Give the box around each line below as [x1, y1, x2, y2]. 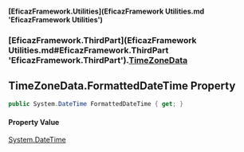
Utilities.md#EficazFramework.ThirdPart [8, 45, 169, 56]
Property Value [8, 117, 60, 127]
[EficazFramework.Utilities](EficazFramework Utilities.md [8, 6, 205, 16]
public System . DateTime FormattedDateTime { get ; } [8, 100, 183, 108]
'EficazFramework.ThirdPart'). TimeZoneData [8, 54, 188, 65]
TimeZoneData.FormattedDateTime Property [8, 79, 236, 92]
